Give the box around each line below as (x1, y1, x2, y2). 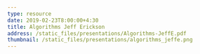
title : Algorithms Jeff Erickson (7, 23, 105, 30)
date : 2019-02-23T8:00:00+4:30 (7, 17, 99, 24)
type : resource (7, 10, 52, 18)
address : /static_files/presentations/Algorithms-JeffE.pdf (7, 29, 187, 37)
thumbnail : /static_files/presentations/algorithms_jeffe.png (7, 36, 193, 43)
